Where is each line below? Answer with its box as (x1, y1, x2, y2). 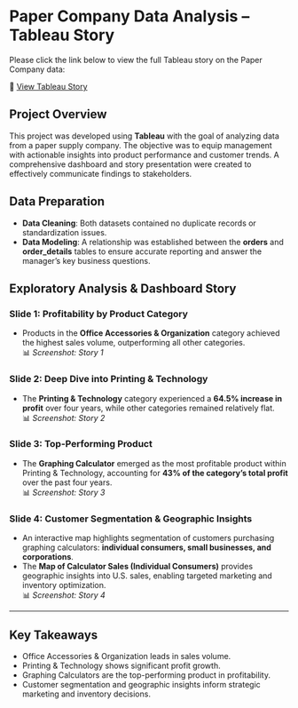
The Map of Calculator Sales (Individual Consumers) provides (21, 561, 254, 572)
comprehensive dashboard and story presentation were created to (9, 158, 252, 170)
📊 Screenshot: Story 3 (21, 487, 106, 497)
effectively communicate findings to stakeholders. (9, 168, 192, 179)
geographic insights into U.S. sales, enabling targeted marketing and (21, 570, 272, 581)
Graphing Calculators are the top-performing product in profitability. (21, 669, 271, 680)
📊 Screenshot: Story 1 (21, 347, 104, 358)
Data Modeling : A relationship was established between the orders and (21, 236, 284, 247)
